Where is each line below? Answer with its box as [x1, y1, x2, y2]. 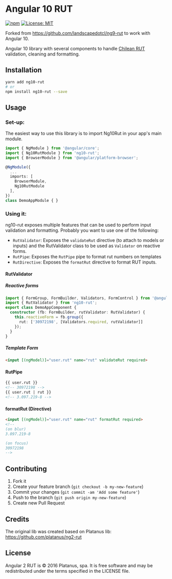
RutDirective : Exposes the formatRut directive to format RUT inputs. [12, 259, 157, 265]
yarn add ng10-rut [5, 79, 45, 85]
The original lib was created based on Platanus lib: [5, 528, 112, 534]
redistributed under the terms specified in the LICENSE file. [5, 568, 130, 574]
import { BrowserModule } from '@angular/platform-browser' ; [5, 155, 139, 160]
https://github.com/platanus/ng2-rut [5, 534, 82, 540]
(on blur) [5, 426, 27, 432]
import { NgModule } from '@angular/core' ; [5, 146, 100, 151]
